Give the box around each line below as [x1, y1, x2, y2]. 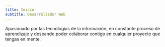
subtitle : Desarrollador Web [5, 12, 66, 17]
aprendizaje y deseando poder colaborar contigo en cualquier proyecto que [5, 31, 161, 37]
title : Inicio [5, 7, 35, 12]
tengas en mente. [5, 36, 41, 42]
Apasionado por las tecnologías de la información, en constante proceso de [5, 25, 161, 31]
